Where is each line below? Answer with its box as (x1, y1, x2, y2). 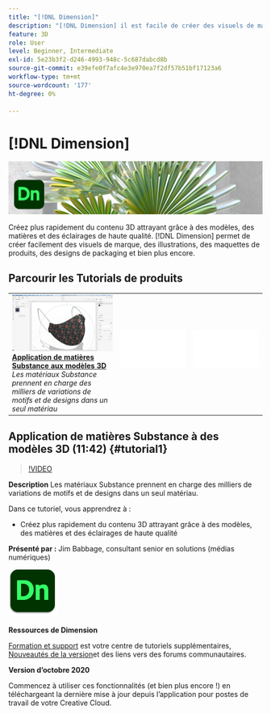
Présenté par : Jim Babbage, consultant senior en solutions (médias (8, 543, 236, 553)
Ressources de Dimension (8, 625, 98, 635)
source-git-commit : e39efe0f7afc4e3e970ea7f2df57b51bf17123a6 (8, 65, 222, 73)
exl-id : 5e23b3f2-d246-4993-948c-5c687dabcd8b (8, 56, 168, 64)
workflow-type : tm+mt (8, 73, 81, 81)
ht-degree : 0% (8, 90, 56, 98)
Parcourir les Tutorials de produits (8, 272, 183, 285)
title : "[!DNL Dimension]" (8, 13, 99, 21)
